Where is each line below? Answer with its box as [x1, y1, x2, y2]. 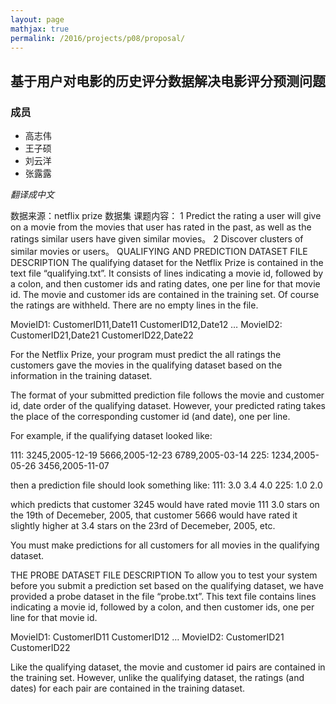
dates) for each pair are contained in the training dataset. [10, 682, 246, 695]
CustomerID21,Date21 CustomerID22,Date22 [10, 329, 194, 341]
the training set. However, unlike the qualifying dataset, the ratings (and [10, 672, 305, 684]
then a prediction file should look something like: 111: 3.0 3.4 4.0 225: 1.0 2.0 [10, 479, 323, 491]
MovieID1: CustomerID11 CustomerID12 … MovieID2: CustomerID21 [10, 631, 285, 643]
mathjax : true [10, 24, 70, 34]
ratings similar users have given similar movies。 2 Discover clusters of [10, 233, 304, 245]
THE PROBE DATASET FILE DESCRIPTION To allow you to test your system [10, 569, 318, 581]
